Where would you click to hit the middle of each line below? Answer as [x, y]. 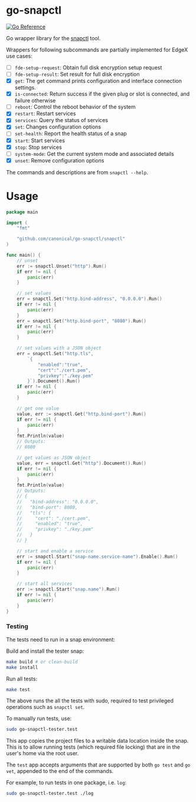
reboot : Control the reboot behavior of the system [75, 107]
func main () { [24, 255]
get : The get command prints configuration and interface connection [98, 81]
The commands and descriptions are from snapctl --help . [77, 172]
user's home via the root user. [43, 753]
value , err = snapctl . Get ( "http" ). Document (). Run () [81, 463]
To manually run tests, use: [39, 718]
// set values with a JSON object [59, 348]
